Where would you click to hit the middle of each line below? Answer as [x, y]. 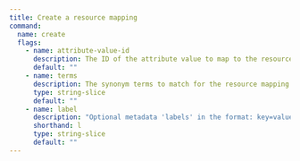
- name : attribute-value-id [77, 51]
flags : [29, 42]
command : [25, 26]
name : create [42, 34]
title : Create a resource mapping [74, 17]
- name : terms [51, 76]
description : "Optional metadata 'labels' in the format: [143, 117]
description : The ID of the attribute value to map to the [145, 59]
